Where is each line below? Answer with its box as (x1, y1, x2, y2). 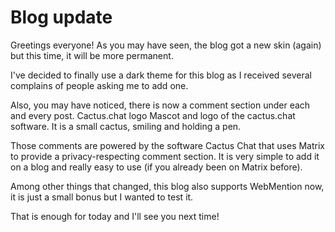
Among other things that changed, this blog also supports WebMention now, (10, 180, 325, 192)
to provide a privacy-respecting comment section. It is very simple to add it (10, 150, 320, 162)
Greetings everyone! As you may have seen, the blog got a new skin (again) (10, 39, 322, 51)
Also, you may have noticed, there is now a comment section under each (10, 99, 311, 111)
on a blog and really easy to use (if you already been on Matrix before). (10, 161, 303, 173)
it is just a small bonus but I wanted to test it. (10, 191, 194, 203)
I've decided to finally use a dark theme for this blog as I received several (10, 69, 312, 81)
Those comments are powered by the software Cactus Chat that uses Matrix (10, 139, 325, 151)
